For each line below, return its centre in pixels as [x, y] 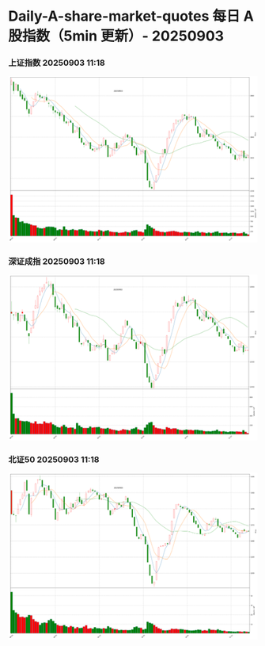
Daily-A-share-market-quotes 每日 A [131, 16]
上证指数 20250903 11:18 [57, 63]
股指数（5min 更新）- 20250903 [116, 36]
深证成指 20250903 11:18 [57, 262]
